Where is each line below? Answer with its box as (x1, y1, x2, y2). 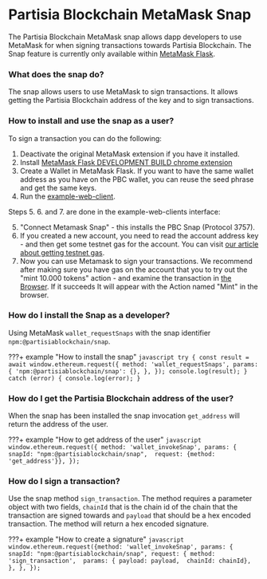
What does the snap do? (8, 69, 105, 80)
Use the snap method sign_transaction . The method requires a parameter (8, 494, 253, 503)
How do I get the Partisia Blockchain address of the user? (8, 392, 234, 404)
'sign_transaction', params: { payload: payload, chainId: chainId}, (8, 557, 251, 565)
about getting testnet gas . (19, 247, 105, 257)
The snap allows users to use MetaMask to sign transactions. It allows (8, 87, 238, 96)
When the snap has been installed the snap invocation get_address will (8, 411, 241, 420)
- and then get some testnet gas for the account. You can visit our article (19, 239, 259, 249)
